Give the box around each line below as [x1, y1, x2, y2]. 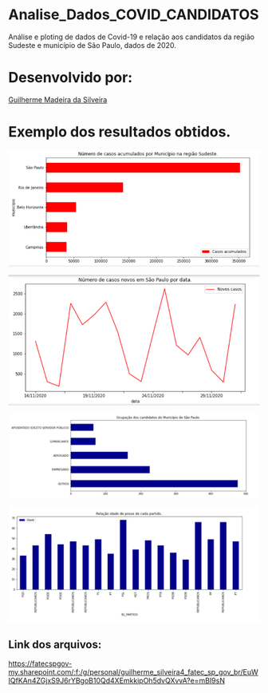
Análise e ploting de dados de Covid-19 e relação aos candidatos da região [8, 32, 255, 42]
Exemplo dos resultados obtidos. [8, 123, 231, 141]
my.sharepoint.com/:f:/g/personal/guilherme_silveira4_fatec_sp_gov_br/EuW [8, 667, 259, 676]
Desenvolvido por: [8, 69, 133, 87]
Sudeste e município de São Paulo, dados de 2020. [8, 40, 177, 49]
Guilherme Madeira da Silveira [8, 94, 108, 105]
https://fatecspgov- [8, 659, 73, 668]
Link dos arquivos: [8, 637, 102, 651]
